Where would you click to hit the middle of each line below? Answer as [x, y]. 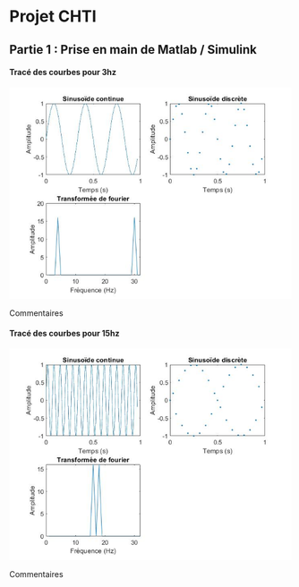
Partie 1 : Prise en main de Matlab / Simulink [133, 50]
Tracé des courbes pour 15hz [64, 334]
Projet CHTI [53, 17]
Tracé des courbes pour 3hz [63, 72]
